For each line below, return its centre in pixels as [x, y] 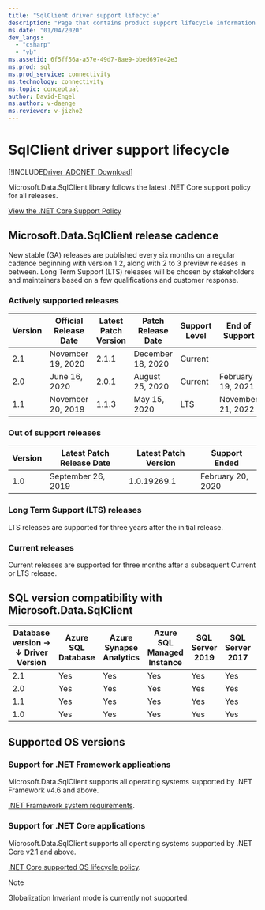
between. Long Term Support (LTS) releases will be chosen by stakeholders [131, 271]
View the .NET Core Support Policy [65, 211]
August [147, 377]
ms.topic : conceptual [44, 89]
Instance [166, 662]
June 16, [66, 377]
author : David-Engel [42, 96]
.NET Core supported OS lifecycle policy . [75, 867]
